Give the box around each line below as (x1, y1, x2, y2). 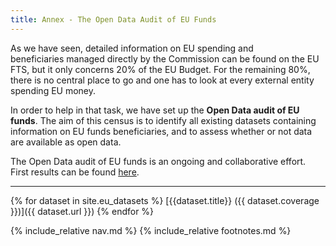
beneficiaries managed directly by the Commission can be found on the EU (10, 52, 320, 65)
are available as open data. (10, 136, 122, 148)
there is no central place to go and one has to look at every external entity (10, 74, 315, 86)
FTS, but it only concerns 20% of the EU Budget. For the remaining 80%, (10, 63, 311, 75)
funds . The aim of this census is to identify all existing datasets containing (10, 114, 317, 126)
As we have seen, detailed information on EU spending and (10, 42, 254, 54)
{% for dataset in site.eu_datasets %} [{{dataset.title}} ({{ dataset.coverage (10, 194, 320, 206)
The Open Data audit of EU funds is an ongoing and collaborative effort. (10, 155, 307, 167)
